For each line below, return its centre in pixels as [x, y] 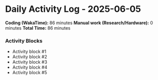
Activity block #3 [30, 62]
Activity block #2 [30, 57]
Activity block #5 [30, 73]
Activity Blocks [24, 40]
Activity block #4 [30, 67]
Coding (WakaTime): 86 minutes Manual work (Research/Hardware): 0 [79, 23]
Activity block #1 [29, 52]
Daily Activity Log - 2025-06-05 [73, 9]
